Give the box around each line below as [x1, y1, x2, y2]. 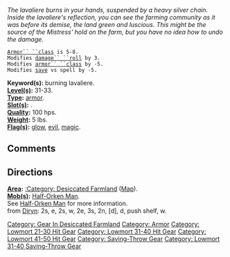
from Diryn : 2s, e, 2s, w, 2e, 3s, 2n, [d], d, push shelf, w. [7, 207, 167, 215]
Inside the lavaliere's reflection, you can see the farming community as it [7, 13, 216, 21]
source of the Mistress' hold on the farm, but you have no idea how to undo [7, 28, 223, 36]
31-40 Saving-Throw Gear [7, 242, 82, 251]
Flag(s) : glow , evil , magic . [7, 123, 81, 131]
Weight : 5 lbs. [7, 115, 48, 124]
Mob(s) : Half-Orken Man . [7, 192, 80, 200]
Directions [7, 166, 53, 178]
